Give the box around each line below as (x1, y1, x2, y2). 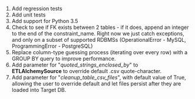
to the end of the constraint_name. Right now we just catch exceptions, (11, 30, 184, 37)
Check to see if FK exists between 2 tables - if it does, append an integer (11, 24, 189, 31)
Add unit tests (11, 11, 46, 18)
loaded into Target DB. (11, 87, 67, 93)
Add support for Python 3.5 (11, 18, 78, 24)
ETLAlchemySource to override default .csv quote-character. (11, 68, 162, 74)
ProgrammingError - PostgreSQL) (11, 42, 93, 49)
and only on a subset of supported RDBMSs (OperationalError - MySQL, (11, 37, 187, 43)
